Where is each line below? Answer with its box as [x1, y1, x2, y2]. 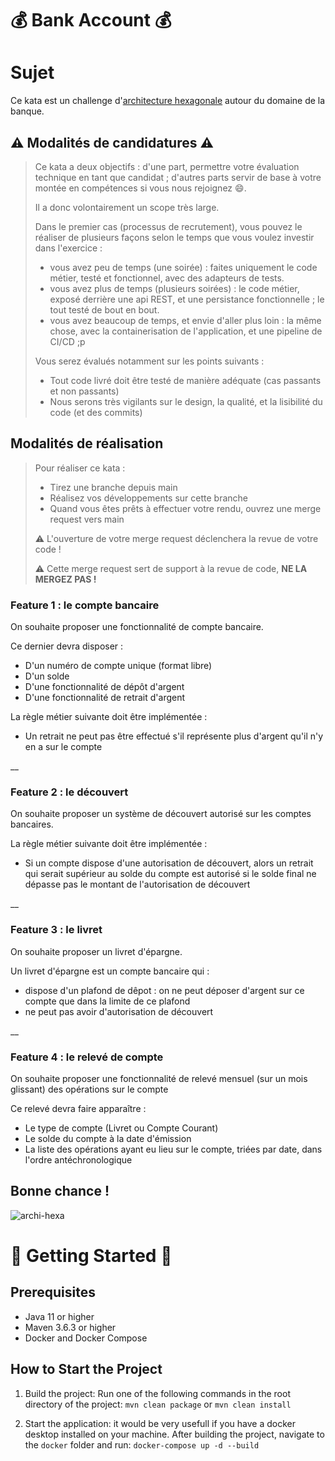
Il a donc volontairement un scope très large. [34, 201, 220, 213]
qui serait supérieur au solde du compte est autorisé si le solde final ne [24, 868, 317, 880]
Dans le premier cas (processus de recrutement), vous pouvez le [34, 220, 303, 232]
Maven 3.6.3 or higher [24, 1321, 117, 1333]
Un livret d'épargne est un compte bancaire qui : [10, 965, 210, 977]
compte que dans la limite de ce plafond [24, 995, 191, 1007]
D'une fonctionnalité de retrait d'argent [24, 692, 186, 704]
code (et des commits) [49, 406, 143, 418]
